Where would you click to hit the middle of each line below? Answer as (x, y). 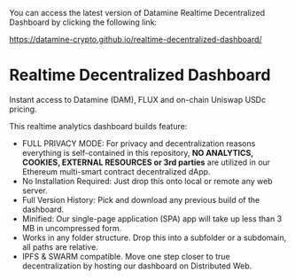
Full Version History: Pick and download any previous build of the (141, 199)
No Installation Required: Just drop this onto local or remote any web (147, 181)
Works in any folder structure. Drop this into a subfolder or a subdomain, (154, 237)
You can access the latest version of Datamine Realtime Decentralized (137, 13)
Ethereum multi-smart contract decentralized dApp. (116, 171)
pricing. (23, 109)
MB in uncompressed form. (72, 228)
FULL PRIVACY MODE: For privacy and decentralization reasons (139, 143)
